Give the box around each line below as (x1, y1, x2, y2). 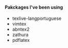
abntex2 (12, 26, 30, 33)
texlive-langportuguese (12, 15, 62, 21)
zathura (12, 32, 29, 38)
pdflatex (12, 37, 30, 43)
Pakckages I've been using (5, 4, 63, 10)
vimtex (12, 21, 27, 27)
